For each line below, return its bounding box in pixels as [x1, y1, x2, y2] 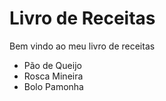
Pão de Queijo [23, 59, 82, 71]
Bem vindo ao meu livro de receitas [9, 40, 156, 52]
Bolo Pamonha [23, 80, 84, 92]
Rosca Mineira [23, 70, 84, 82]
